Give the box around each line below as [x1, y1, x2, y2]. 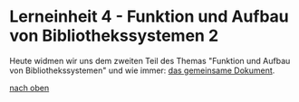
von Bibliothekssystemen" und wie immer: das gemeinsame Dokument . [9, 65, 275, 76]
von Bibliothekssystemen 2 [9, 25, 219, 46]
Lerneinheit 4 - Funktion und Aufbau [9, 6, 290, 27]
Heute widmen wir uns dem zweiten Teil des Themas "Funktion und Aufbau [9, 55, 291, 66]
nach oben [9, 82, 50, 93]
